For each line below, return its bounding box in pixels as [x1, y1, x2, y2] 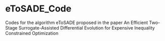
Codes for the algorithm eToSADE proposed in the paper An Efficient [5, 19, 148, 25]
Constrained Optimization [5, 30, 59, 36]
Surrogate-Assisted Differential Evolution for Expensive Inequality [18, 24, 155, 30]
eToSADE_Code [5, 3, 72, 14]
